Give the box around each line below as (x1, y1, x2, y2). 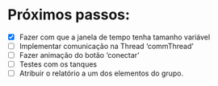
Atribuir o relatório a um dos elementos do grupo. (19, 68, 183, 78)
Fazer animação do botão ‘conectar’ (19, 51, 140, 60)
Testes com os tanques (19, 59, 98, 69)
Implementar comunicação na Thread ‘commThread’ (19, 42, 195, 51)
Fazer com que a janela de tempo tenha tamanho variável (19, 32, 211, 42)
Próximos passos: (7, 6, 131, 24)
